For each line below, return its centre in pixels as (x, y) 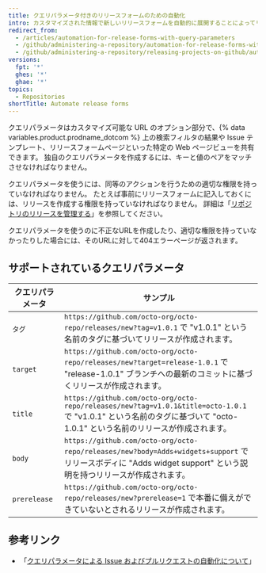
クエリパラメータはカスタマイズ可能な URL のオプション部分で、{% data (127, 128)
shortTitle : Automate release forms (68, 104)
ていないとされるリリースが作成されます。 (151, 510)
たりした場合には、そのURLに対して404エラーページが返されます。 (132, 241)
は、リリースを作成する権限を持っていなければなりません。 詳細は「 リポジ (130, 204)
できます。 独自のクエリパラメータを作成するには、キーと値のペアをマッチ (130, 157)
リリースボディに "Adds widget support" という (152, 463)
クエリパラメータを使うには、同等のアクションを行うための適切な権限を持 (129, 184)
